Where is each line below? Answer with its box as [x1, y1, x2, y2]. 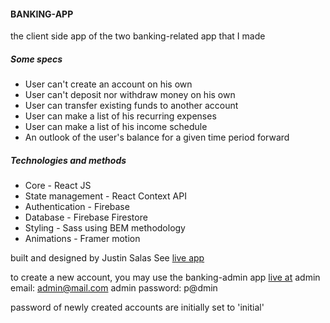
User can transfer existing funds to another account [24, 100, 239, 112]
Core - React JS [24, 180, 92, 192]
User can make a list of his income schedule [24, 121, 208, 133]
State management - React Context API [24, 190, 187, 202]
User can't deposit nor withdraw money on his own [24, 89, 236, 101]
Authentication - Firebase [24, 201, 130, 213]
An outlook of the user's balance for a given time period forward [24, 131, 290, 144]
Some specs [10, 53, 63, 65]
